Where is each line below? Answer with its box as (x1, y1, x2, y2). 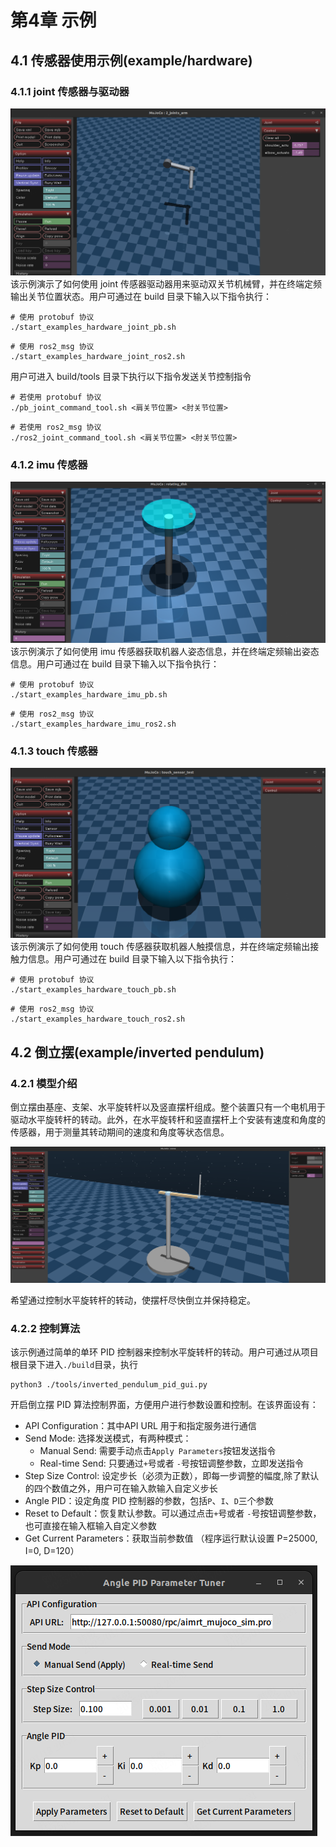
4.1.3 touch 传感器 (10, 744, 98, 758)
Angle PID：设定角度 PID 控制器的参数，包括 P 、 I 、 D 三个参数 (24, 1495, 274, 1507)
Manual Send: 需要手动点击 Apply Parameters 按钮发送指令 (39, 1445, 277, 1457)
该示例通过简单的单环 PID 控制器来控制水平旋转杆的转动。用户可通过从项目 (10, 1346, 319, 1358)
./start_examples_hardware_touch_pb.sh (10, 985, 177, 995)
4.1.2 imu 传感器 (10, 458, 88, 472)
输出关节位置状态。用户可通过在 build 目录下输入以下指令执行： (10, 291, 273, 303)
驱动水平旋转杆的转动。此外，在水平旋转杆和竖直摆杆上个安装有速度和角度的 (10, 1113, 326, 1125)
